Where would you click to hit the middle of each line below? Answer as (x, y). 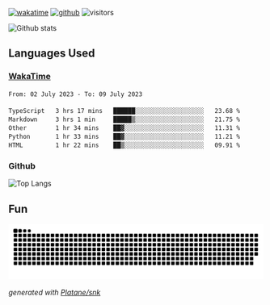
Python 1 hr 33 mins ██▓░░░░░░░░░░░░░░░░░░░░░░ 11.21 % (124, 137)
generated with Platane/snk (55, 292)
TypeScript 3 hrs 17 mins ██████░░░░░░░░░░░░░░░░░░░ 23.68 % (124, 111)
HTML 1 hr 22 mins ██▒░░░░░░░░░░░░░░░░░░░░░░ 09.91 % (124, 145)
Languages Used (52, 54)
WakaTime (30, 77)
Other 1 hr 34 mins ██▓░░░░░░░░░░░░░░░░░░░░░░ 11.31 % (124, 128)
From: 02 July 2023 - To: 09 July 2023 (76, 94)
